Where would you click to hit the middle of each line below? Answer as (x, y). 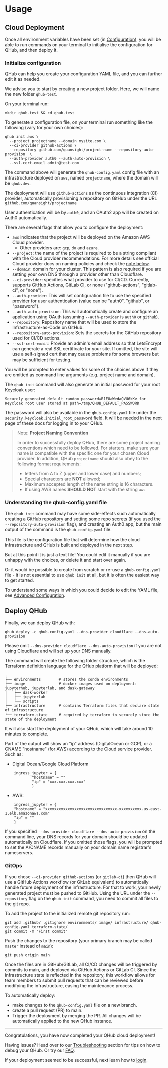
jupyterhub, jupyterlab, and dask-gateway (50, 688)
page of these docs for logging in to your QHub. (54, 423)
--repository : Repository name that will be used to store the (74, 322)
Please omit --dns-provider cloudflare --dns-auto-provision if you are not (83, 646)
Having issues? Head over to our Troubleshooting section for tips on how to (83, 1045)
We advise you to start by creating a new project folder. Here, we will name (82, 89)
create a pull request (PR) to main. (47, 1010)
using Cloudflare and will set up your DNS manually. (59, 651)
